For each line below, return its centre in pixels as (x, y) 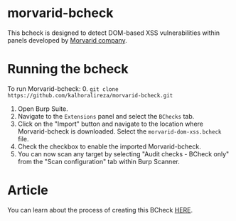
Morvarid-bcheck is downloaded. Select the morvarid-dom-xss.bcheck (119, 131)
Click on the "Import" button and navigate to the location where (111, 124)
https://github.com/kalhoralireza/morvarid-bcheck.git (90, 95)
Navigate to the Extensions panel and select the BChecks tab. (106, 116)
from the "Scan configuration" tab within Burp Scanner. (98, 161)
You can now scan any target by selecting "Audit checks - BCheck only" (123, 153)
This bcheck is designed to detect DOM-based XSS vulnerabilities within (114, 33)
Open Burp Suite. (43, 109)
